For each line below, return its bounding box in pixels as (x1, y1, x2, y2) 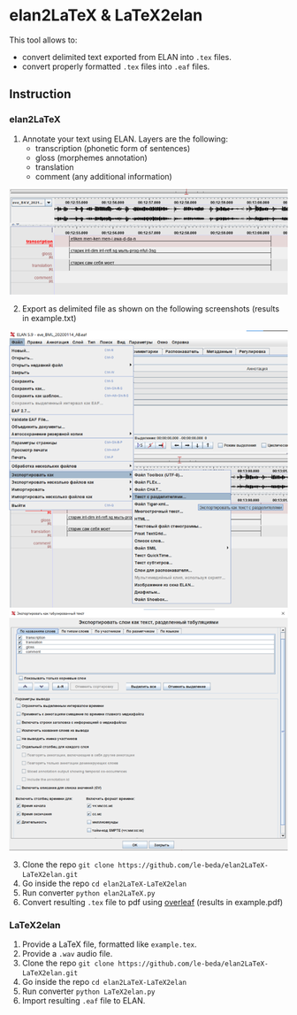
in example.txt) (21, 312, 77, 323)
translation (34, 161, 74, 173)
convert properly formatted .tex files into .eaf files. (21, 61, 210, 72)
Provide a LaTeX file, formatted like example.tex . (21, 939, 197, 950)
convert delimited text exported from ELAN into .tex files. (21, 51, 232, 62)
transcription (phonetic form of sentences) (34, 142, 191, 153)
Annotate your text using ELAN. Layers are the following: (21, 134, 228, 144)
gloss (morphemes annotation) (34, 152, 148, 163)
